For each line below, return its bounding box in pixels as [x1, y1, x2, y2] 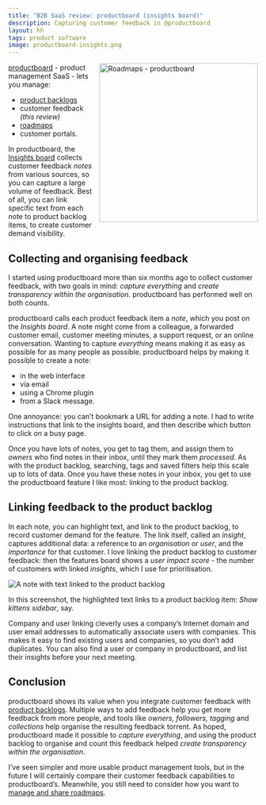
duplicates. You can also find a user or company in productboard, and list [8, 644, 248, 653]
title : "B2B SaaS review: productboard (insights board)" [8, 11, 203, 20]
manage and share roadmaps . [8, 788, 106, 797]
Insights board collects [8, 152, 83, 163]
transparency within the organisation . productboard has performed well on [8, 289, 253, 299]
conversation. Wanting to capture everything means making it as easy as [8, 338, 245, 348]
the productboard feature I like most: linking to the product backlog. [8, 477, 230, 487]
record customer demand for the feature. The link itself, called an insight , [8, 530, 246, 540]
